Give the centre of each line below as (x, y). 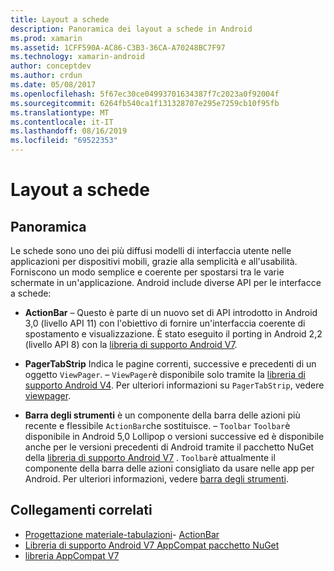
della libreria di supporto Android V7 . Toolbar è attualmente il (150, 457)
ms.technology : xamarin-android (77, 57)
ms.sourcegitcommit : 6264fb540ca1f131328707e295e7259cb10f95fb (145, 103)
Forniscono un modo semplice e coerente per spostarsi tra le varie (147, 272)
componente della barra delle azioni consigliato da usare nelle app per (169, 468)
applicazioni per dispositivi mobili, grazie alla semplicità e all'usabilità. (154, 261)
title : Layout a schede (60, 19)
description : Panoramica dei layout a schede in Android (131, 29)
